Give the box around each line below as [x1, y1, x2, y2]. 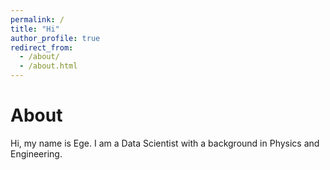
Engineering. [10, 147, 63, 160]
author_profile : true [10, 33, 101, 43]
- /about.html [19, 61, 78, 71]
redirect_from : [10, 42, 74, 53]
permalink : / [10, 14, 65, 25]
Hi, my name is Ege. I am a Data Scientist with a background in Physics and [10, 137, 320, 149]
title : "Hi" [10, 24, 60, 34]
